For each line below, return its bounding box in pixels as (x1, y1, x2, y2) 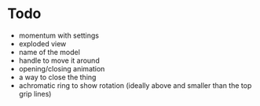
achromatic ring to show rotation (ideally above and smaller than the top (18, 80, 252, 90)
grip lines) (18, 89, 52, 98)
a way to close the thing (18, 72, 97, 82)
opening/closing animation (18, 64, 105, 73)
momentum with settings (18, 31, 100, 40)
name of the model (18, 47, 80, 57)
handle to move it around (18, 56, 100, 65)
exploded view (18, 38, 67, 48)
